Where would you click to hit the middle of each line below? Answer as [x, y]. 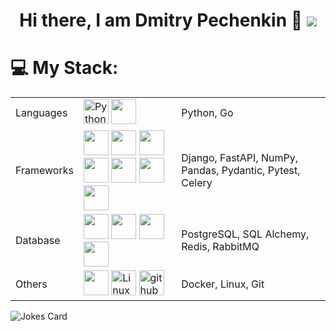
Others [31, 284]
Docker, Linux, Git [223, 284]
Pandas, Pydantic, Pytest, [241, 171]
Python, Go [207, 113]
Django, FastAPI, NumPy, [240, 158]
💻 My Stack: [64, 68]
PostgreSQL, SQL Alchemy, [245, 234]
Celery [197, 183]
